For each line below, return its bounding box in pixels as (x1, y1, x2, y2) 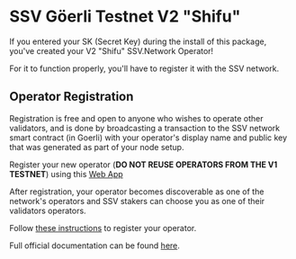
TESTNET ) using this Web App (9, 168, 123, 179)
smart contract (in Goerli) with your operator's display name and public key (9, 132, 288, 143)
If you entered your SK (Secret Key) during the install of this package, (9, 36, 267, 47)
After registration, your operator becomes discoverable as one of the (9, 186, 265, 197)
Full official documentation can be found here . (9, 240, 180, 251)
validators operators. (9, 205, 87, 216)
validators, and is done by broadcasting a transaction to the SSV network (9, 122, 281, 133)
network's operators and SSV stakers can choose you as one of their (9, 195, 265, 206)
